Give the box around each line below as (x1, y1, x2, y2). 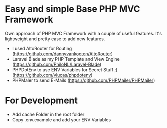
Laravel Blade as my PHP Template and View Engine (12, 56, 120, 62)
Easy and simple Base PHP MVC (5, 3, 140, 15)
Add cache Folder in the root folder (12, 111, 85, 117)
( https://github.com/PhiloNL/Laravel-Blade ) (12, 61, 102, 67)
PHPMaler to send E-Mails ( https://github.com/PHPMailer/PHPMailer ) (12, 77, 155, 83)
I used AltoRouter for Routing (12, 45, 72, 51)
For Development (5, 95, 78, 106)
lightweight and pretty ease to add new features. (5, 36, 105, 42)
